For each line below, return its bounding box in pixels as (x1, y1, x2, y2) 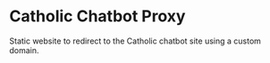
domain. (9, 44, 39, 55)
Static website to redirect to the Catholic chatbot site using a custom (9, 35, 262, 46)
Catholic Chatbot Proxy (9, 6, 186, 27)
